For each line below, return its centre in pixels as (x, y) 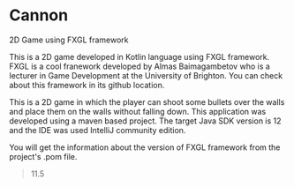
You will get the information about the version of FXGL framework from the (145, 147)
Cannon (39, 15)
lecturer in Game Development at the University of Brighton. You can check (146, 75)
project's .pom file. (43, 156)
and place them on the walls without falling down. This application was (138, 111)
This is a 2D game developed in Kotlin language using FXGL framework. (139, 56)
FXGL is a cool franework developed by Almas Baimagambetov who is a (140, 66)
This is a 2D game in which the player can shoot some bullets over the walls (147, 101)
